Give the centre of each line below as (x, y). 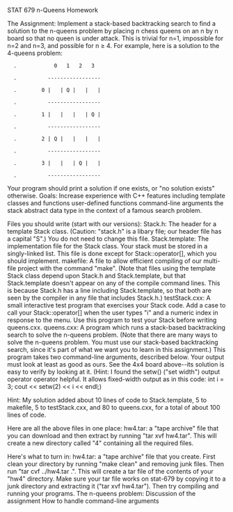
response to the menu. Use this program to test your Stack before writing (112, 320)
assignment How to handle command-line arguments (83, 501)
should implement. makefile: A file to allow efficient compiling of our (104, 261)
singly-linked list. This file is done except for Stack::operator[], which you (112, 254)
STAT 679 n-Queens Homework (53, 10)
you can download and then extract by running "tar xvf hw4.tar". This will (112, 435)
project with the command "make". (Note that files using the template (117, 268)
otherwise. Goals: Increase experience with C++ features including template (116, 195)
